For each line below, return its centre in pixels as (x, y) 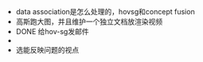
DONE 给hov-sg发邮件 (52, 31)
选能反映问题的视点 (47, 50)
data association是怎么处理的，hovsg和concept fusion (105, 12)
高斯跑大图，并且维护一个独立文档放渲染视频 (89, 21)
